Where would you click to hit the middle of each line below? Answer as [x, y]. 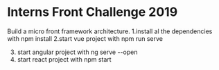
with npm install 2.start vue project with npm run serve [85, 38]
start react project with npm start [64, 59]
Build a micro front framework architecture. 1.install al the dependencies [110, 31]
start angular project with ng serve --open [77, 52]
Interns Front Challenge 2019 [93, 12]
